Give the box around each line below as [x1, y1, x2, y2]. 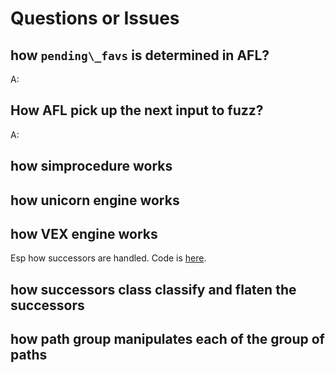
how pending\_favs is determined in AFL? [10, 47, 270, 64]
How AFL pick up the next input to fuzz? [10, 102, 264, 119]
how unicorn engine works [10, 192, 180, 209]
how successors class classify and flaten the [10, 281, 297, 298]
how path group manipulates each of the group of [10, 331, 325, 348]
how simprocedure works [10, 158, 173, 175]
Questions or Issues [10, 7, 180, 30]
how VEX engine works [10, 225, 158, 242]
